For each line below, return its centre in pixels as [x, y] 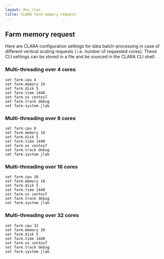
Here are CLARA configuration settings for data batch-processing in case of [82, 46]
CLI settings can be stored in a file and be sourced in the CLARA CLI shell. [80, 57]
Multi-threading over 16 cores [41, 167]
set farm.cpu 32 [22, 225]
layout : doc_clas [23, 10]
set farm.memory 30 [25, 230]
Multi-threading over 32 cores [42, 216]
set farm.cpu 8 [21, 128]
